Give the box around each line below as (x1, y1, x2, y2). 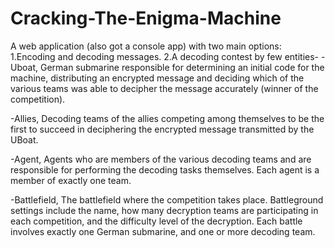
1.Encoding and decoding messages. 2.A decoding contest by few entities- (10, 50, 320, 62)
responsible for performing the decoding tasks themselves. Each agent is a (10, 163, 320, 176)
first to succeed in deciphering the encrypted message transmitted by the (10, 123, 315, 135)
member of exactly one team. (10, 174, 132, 186)
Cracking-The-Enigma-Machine (10, 7, 282, 30)
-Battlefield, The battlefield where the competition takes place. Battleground (10, 193, 324, 206)
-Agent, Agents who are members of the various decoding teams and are (10, 153, 312, 165)
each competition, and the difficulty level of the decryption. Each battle (10, 215, 303, 227)
